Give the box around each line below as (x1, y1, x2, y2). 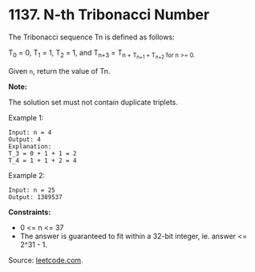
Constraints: (8, 207, 51, 217)
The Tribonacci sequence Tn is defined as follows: (8, 32, 175, 42)
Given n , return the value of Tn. (8, 67, 111, 76)
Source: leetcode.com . (8, 255, 83, 266)
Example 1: (8, 113, 44, 123)
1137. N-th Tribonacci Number (8, 6, 210, 24)
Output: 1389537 (8, 193, 63, 201)
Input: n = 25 (8, 186, 56, 194)
